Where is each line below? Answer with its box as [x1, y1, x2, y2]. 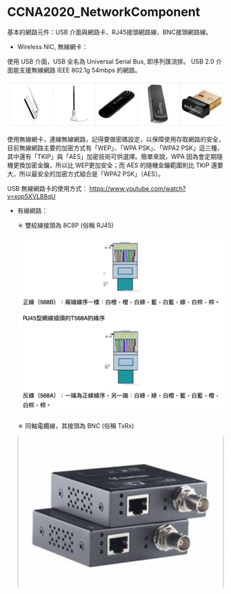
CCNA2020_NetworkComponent [7, 4, 201, 20]
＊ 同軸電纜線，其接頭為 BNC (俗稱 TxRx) [17, 422, 134, 430]
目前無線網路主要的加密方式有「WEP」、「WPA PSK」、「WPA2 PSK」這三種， [7, 144, 223, 152]
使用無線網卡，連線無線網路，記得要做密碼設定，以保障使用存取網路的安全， [7, 136, 225, 144]
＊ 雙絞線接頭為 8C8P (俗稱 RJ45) [17, 221, 114, 230]
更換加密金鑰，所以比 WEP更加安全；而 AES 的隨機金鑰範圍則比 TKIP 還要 [12, 161, 224, 169]
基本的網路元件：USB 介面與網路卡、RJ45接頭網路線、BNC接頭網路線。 [7, 28, 212, 36]
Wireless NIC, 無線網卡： [17, 42, 88, 50]
